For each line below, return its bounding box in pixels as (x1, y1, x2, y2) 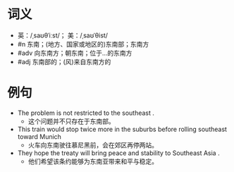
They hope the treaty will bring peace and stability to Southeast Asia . (17, 149, 220, 157)
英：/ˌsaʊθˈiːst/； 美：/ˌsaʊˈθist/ (17, 31, 108, 39)
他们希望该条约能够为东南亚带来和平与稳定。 (27, 156, 159, 166)
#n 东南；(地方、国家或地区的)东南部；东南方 (17, 39, 149, 48)
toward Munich (17, 132, 62, 141)
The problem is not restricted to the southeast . (17, 109, 155, 117)
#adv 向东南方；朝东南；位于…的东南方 (17, 49, 133, 57)
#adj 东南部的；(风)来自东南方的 (17, 57, 111, 66)
